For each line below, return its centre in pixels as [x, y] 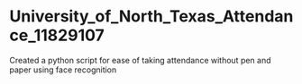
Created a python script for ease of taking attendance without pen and [141, 60]
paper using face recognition [63, 70]
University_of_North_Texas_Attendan [151, 17]
